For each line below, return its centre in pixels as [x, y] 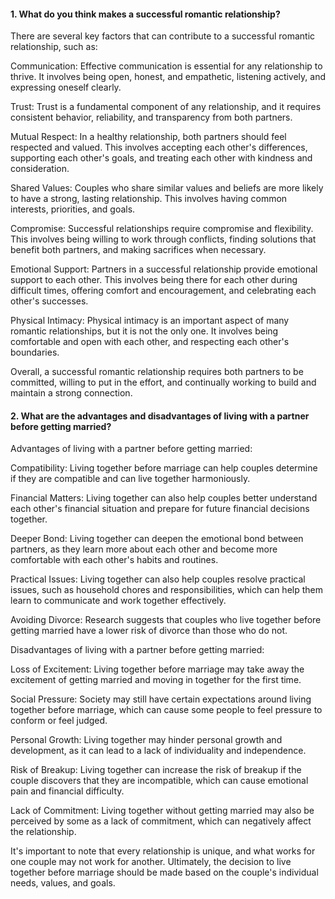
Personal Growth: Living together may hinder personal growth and [146, 740]
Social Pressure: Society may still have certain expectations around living [161, 699]
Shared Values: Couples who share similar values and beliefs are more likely [167, 188]
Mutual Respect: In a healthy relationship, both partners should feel [148, 137]
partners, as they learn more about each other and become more [144, 549]
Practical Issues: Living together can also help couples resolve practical [158, 579]
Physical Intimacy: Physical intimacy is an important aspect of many [150, 321]
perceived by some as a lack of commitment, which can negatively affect [161, 821]
